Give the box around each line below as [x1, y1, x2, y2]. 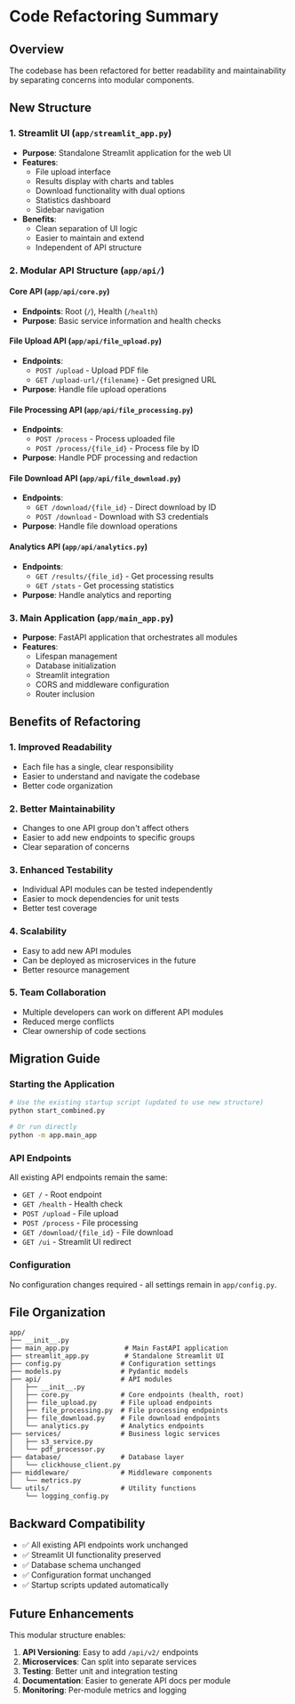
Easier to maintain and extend [35, 232, 145, 243]
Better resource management [21, 964, 131, 975]
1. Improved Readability [9, 741, 113, 754]
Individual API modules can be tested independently [21, 884, 213, 895]
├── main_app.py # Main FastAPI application [9, 1344, 228, 1353]
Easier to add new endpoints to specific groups [21, 832, 195, 843]
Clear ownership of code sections [21, 1025, 147, 1036]
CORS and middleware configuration [35, 679, 170, 690]
